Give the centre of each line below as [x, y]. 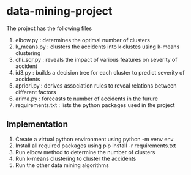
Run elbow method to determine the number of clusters [85, 152]
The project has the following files [49, 28]
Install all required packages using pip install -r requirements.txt [95, 146]
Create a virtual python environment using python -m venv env [94, 139]
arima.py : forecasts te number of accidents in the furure [86, 99]
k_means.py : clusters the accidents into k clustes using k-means [97, 47]
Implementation [37, 125]
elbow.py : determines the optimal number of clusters [82, 40]
